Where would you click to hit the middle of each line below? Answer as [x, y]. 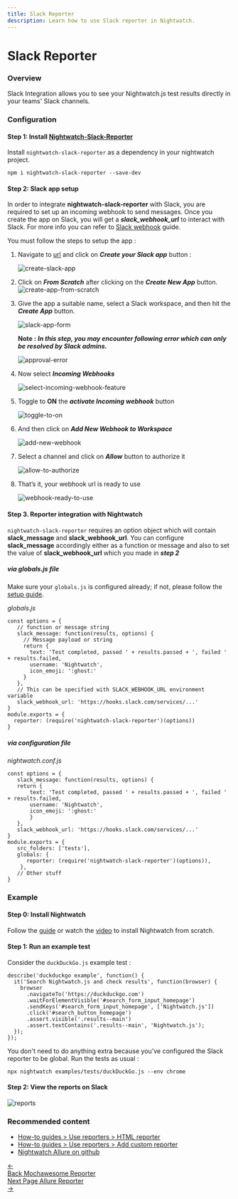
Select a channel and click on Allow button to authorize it [101, 457]
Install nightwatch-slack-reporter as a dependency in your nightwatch [111, 152]
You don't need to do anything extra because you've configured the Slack [115, 1051]
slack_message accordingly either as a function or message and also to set [118, 545]
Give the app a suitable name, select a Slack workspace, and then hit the [124, 304]
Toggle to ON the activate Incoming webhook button [96, 401]
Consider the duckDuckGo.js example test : [69, 962]
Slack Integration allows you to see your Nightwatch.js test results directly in [119, 93]
